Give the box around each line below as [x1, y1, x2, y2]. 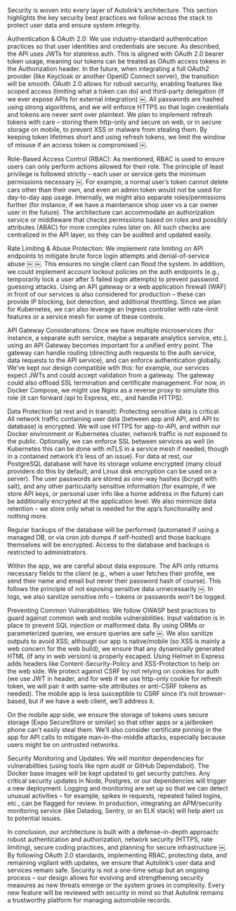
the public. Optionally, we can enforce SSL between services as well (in [7, 437, 214, 445]
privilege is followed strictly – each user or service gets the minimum [7, 170, 206, 178]
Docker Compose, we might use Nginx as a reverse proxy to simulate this [7, 386, 220, 394]
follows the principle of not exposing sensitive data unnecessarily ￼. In [7, 585, 214, 593]
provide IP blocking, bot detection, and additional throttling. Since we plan [7, 297, 221, 306]
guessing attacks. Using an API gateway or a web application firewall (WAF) [7, 283, 227, 291]
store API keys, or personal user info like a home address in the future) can [7, 490, 224, 497]
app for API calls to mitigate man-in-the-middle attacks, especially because [7, 733, 226, 741]
